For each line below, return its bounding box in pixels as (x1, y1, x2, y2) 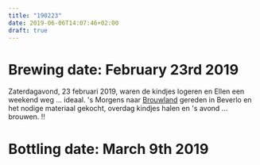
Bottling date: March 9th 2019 (8, 140, 209, 158)
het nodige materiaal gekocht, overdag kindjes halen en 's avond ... (8, 104, 228, 113)
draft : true (8, 26, 48, 34)
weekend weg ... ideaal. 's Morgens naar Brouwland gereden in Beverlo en (8, 95, 252, 105)
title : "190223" (8, 11, 62, 20)
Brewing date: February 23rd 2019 (8, 60, 239, 79)
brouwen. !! (8, 112, 45, 121)
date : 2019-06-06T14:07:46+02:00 (8, 19, 119, 27)
